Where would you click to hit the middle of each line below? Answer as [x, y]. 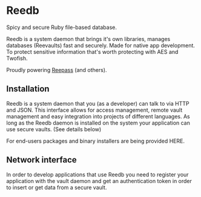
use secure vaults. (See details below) [54, 129]
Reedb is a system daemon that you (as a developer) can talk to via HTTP [98, 103]
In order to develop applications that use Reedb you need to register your [97, 174]
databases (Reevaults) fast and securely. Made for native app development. [101, 45]
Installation [28, 89]
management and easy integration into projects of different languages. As [98, 116]
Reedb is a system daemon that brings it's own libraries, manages [88, 39]
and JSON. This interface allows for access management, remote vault [94, 110]
